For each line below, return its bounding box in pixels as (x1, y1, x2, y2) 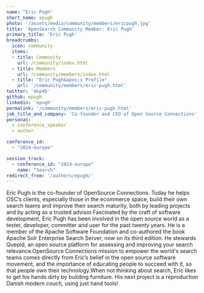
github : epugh (6, 94, 43, 100)
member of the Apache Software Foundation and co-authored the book (6, 228, 186, 235)
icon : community (12, 43, 53, 49)
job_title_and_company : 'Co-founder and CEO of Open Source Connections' (6, 111, 198, 117)
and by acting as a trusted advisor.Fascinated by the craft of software (6, 208, 181, 216)
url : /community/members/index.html (17, 71, 111, 77)
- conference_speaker (12, 122, 67, 129)
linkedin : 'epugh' (6, 99, 53, 105)
